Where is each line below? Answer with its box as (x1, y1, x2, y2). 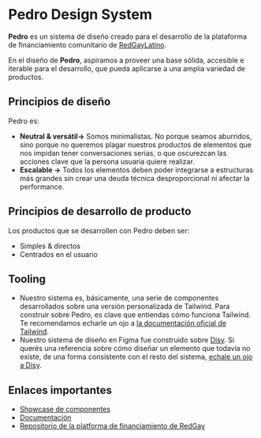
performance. (19, 182, 65, 191)
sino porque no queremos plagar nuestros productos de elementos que (19, 140, 252, 149)
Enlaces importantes (8, 383, 113, 397)
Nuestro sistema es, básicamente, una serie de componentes (19, 293, 219, 303)
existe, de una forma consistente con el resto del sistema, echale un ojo (19, 352, 253, 361)
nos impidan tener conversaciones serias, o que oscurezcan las (19, 148, 227, 157)
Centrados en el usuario (19, 249, 99, 259)
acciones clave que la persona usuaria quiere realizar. (19, 157, 195, 166)
